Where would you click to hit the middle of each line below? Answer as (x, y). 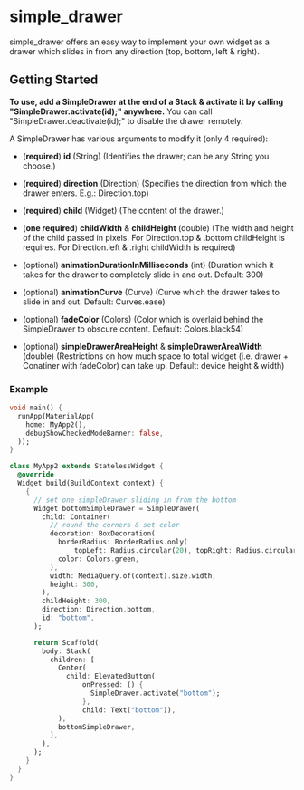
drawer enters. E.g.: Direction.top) (85, 193)
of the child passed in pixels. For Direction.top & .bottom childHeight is (154, 237)
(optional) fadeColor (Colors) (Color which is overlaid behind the (143, 319)
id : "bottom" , (68, 618)
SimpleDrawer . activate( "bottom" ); (155, 694)
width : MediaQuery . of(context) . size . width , (133, 576)
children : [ (72, 660)
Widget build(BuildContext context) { (91, 483)
